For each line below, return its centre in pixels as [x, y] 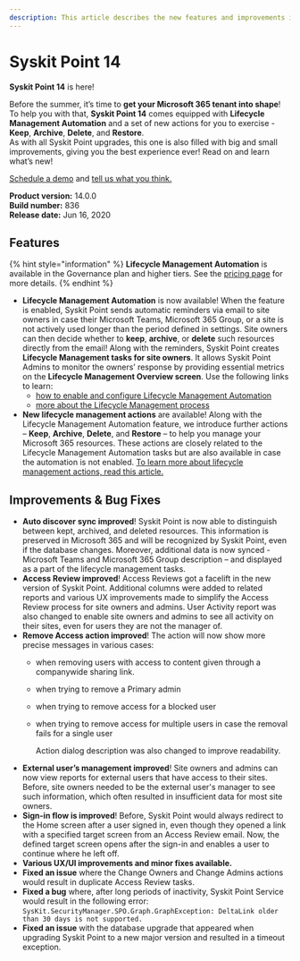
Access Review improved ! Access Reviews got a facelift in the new [146, 579]
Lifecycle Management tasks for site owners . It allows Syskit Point [146, 358]
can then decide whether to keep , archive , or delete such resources [148, 339]
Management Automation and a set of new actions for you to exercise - [142, 123]
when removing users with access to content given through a [148, 662]
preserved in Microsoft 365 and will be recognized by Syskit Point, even [154, 540]
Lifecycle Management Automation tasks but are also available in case [151, 453]
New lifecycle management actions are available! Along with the [142, 415]
